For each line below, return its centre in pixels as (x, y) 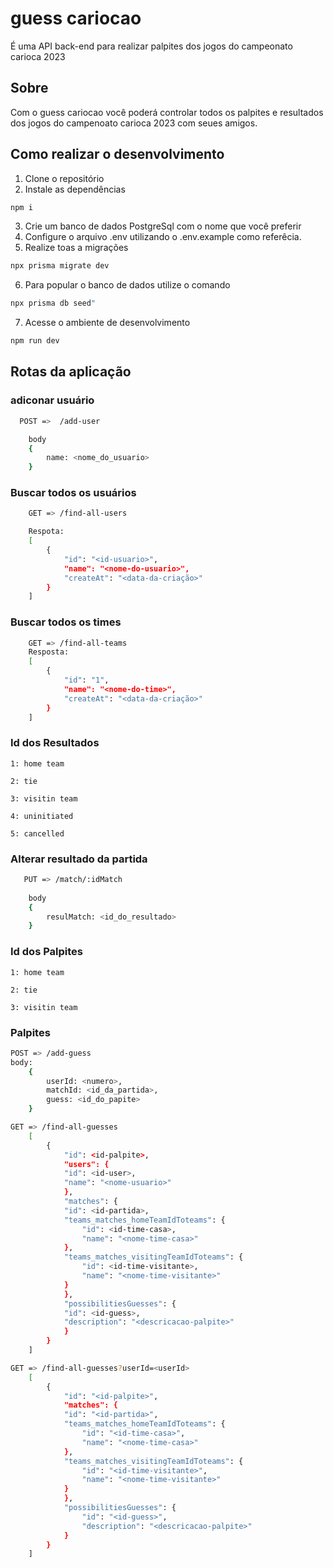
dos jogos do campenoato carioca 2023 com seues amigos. (134, 123)
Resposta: (49, 652)
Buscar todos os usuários (73, 493)
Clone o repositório (64, 178)
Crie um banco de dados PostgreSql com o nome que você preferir (163, 226)
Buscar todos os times (66, 622)
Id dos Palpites (46, 952)
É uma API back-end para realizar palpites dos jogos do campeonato (151, 46)
